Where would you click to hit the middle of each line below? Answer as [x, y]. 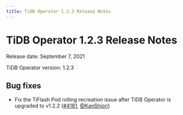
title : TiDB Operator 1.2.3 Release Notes [58, 11]
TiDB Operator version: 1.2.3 [40, 67]
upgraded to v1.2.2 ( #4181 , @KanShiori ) [62, 106]
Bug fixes [24, 86]
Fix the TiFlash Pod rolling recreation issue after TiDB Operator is [93, 100]
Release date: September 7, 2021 [46, 56]
